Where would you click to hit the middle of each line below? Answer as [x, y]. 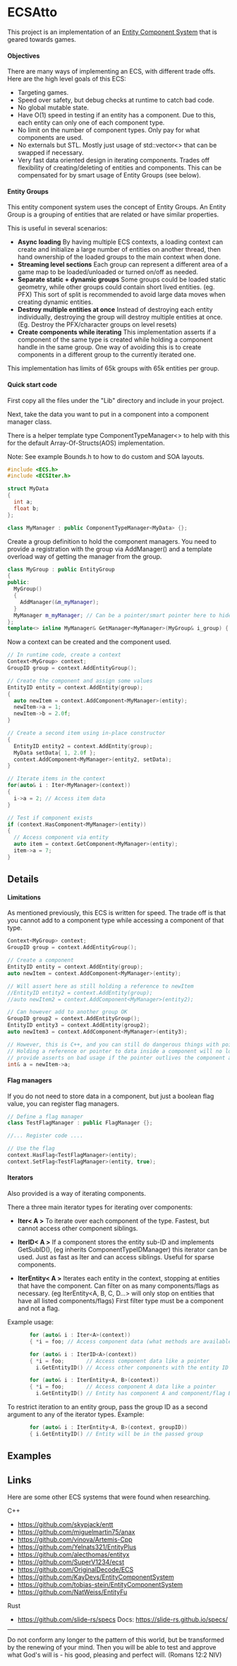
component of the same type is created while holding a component [115, 339]
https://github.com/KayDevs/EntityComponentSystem [96, 1577]
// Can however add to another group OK [68, 1012]
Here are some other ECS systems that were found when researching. [109, 1497]
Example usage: [31, 1322]
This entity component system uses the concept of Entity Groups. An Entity [117, 207]
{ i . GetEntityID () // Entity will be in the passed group [116, 1434]
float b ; [26, 508]
